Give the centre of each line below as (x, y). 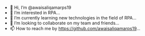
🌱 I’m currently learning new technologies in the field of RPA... (73, 18)
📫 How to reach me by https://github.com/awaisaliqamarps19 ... (75, 28)
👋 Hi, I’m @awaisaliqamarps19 (40, 8)
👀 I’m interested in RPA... (35, 13)
